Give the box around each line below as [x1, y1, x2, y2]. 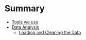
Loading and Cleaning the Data [18, 29, 81, 35]
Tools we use [11, 19, 38, 25]
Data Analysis [11, 24, 39, 30]
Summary [4, 3, 45, 14]
